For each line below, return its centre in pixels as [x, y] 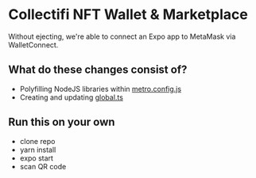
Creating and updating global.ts [71, 97]
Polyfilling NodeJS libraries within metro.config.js [100, 89]
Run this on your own [62, 122]
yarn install [38, 150]
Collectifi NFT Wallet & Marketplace [128, 15]
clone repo [37, 141]
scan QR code [43, 166]
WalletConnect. [33, 44]
